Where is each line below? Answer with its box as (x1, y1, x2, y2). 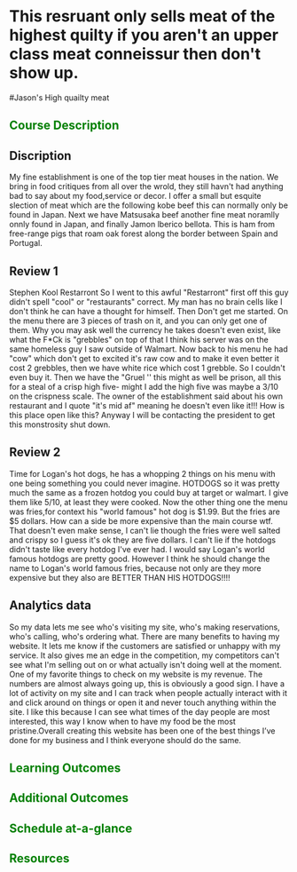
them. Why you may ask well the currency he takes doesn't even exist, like (9, 324, 281, 335)
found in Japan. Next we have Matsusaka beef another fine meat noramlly (9, 210, 280, 220)
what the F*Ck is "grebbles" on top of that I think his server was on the (9, 334, 269, 345)
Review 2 (9, 445, 61, 460)
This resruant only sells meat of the (9, 6, 276, 27)
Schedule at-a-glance (9, 820, 133, 836)
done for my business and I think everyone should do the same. (9, 734, 242, 745)
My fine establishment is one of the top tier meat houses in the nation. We (9, 171, 279, 183)
